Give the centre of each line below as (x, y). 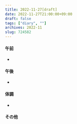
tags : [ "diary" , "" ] (26, 23)
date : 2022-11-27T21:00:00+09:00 (39, 14)
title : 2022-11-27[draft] (31, 9)
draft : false (18, 18)
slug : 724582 (18, 32)
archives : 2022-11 (23, 28)
